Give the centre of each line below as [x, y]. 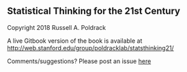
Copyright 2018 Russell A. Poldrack [57, 27]
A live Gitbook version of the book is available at [75, 41]
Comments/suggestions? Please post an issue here [79, 61]
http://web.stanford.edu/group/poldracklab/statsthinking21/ [90, 48]
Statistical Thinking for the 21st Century [94, 11]
